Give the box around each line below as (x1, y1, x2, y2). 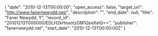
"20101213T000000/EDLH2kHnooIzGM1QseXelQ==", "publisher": (4, 20, 137, 26)
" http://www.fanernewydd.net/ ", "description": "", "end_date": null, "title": (4, 9, 154, 15)
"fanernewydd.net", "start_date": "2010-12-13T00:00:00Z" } (4, 25, 126, 31)
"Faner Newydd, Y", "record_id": (4, 15, 70, 20)
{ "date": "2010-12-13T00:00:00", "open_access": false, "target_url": (4, 4, 143, 10)
